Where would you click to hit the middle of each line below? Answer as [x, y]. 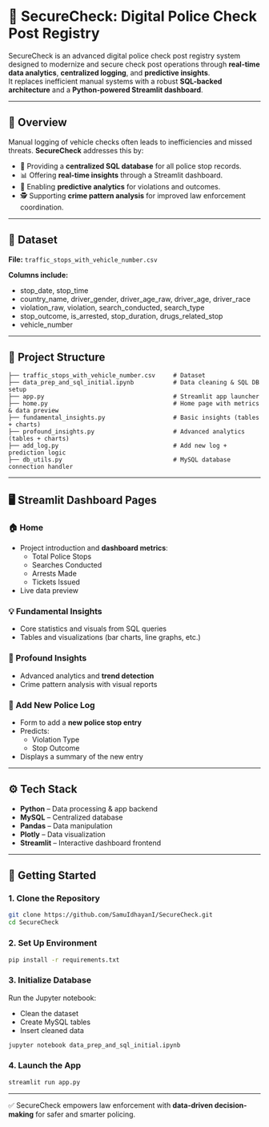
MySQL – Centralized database [71, 817]
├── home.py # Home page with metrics [134, 404]
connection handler [41, 467]
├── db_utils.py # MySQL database [119, 460]
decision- [231, 1105]
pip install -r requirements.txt [64, 960]
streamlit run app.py [44, 1082]
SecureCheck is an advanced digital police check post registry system [124, 55]
